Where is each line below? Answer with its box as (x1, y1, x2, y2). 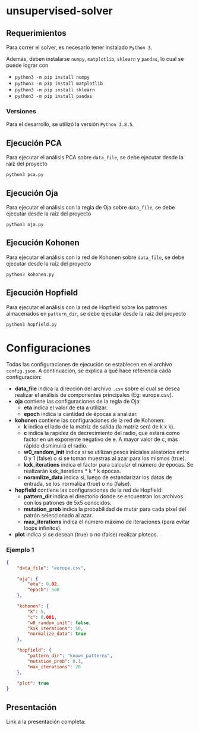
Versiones (6, 107, 37, 115)
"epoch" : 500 (27, 587, 60, 593)
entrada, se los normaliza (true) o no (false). (23, 480, 132, 488)
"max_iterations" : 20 (27, 664, 81, 670)
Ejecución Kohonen (6, 238, 80, 248)
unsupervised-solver (6, 4, 113, 18)
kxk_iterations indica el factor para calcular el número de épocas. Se (23, 461, 194, 468)
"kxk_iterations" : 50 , (27, 625, 84, 631)
